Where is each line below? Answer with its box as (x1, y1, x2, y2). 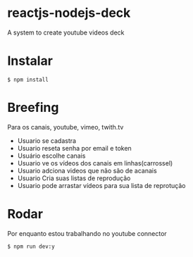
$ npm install (7, 76, 49, 83)
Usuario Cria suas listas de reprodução (17, 174, 131, 182)
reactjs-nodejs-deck (7, 5, 131, 21)
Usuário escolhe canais (17, 151, 86, 160)
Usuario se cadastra (17, 136, 76, 145)
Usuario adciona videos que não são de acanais (17, 166, 157, 175)
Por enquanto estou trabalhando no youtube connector (7, 229, 167, 237)
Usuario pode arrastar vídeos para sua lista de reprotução (17, 181, 186, 189)
